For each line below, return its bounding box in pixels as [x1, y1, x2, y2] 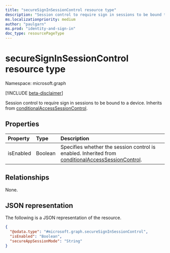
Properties [5, 120, 39, 129]
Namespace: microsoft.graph [5, 80, 66, 86]
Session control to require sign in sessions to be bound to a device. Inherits [5, 100, 162, 106]
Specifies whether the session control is [60, 143, 156, 150]
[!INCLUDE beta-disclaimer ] [5, 90, 63, 96]
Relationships [5, 173, 50, 182]
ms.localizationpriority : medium [5, 17, 76, 22]
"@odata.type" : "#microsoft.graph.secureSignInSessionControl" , [10, 229, 148, 234]
